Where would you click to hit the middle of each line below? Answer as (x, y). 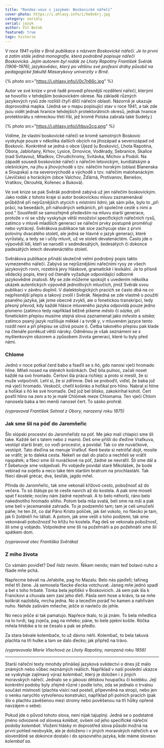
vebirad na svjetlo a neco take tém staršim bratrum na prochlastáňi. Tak (77, 471)
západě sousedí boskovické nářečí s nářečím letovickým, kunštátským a (78, 162)
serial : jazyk (20, 23)
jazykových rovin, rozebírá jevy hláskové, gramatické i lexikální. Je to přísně (81, 269)
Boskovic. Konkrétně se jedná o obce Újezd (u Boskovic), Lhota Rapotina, (79, 146)
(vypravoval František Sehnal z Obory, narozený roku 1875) (65, 411)
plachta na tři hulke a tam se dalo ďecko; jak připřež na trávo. (67, 640)
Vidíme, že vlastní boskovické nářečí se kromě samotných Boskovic (73, 136)
